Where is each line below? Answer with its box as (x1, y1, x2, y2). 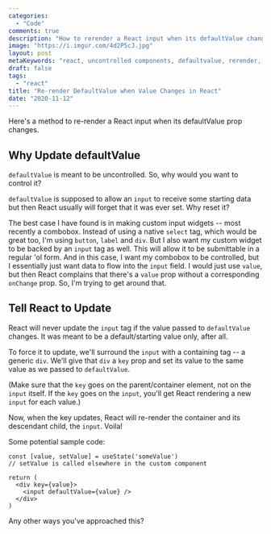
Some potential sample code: (8, 436, 106, 446)
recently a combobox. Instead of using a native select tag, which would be (8, 227, 257, 236)
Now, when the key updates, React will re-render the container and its (8, 412, 240, 422)
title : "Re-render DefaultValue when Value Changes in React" (8, 86, 222, 95)
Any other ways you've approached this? (8, 515, 144, 525)
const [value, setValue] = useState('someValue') (8, 453, 179, 461)
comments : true (8, 27, 60, 35)
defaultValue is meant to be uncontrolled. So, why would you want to (8, 170, 239, 180)
